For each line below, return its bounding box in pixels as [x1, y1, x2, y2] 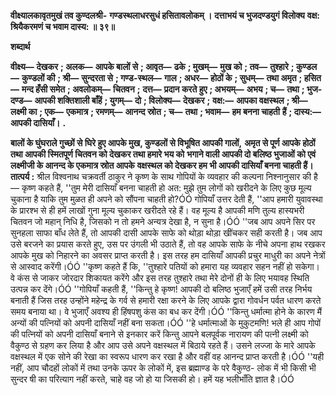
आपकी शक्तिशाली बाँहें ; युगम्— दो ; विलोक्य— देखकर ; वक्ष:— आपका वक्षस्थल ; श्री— [34, 95, 308, 106]
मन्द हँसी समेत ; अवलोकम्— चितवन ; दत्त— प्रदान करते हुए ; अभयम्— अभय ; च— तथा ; [21, 83, 305, 95]
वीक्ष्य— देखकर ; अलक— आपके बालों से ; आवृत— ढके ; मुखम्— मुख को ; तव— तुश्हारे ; [10, 61, 295, 72]
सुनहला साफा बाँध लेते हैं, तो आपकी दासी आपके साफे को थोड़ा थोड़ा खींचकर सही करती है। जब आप [10, 227, 323, 239]
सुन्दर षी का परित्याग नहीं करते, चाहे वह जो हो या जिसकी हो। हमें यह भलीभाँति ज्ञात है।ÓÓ [10, 373, 295, 385]
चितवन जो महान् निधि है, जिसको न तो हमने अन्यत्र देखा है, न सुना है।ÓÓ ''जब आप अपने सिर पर [10, 216, 316, 227]
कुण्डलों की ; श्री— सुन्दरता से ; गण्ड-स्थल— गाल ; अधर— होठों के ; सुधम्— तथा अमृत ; [21, 72, 303, 84]
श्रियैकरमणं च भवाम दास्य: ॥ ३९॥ [10, 21, 116, 32]
